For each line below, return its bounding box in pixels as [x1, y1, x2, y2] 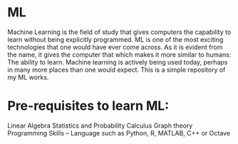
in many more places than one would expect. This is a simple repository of [7, 65, 226, 74]
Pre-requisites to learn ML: [7, 98, 170, 114]
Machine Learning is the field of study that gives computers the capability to [7, 28, 232, 36]
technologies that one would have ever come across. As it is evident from [7, 43, 223, 51]
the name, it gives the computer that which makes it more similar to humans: [7, 50, 232, 59]
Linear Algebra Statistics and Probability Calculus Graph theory [7, 121, 193, 130]
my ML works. [7, 72, 49, 82]
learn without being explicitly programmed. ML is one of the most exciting [7, 35, 224, 43]
